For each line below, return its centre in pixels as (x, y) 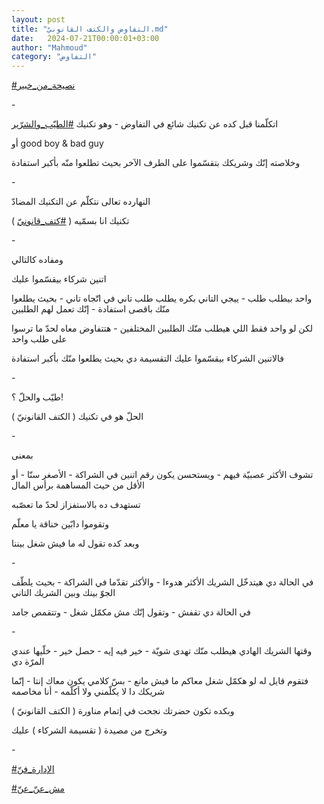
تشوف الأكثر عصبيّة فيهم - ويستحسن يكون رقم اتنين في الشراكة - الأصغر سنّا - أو (162, 475)
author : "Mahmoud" (49, 47)
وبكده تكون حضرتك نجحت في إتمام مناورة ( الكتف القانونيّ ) (123, 711)
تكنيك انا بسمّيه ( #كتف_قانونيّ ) (70, 221)
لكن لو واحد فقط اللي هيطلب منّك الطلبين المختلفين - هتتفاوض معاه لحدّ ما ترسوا (162, 328)
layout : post (38, 19)
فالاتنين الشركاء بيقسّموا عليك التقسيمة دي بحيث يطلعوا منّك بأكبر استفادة (147, 358)
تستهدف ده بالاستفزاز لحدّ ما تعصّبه (76, 505)
